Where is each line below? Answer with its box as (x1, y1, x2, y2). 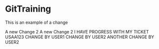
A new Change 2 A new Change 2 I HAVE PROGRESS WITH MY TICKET (5, 29, 149, 34)
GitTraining (5, 3, 51, 15)
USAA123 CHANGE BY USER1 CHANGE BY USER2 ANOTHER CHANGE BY (5, 34, 155, 40)
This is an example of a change (5, 19, 68, 25)
